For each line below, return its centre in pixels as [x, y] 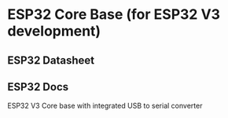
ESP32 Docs [38, 87]
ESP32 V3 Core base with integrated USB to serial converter [105, 106]
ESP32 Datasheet [51, 60]
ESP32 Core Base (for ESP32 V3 [114, 15]
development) [54, 31]
